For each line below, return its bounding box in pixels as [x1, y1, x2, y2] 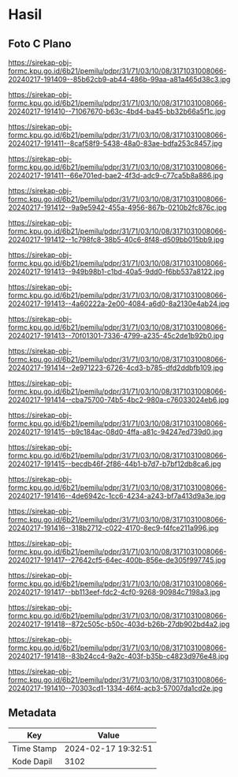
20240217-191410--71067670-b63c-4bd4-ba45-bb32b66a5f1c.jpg [8, 106, 226, 116]
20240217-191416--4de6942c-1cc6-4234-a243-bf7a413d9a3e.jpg [8, 491, 226, 500]
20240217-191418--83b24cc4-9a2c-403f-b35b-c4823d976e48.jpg [8, 652, 229, 660]
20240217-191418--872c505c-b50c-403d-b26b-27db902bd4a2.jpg [8, 619, 230, 629]
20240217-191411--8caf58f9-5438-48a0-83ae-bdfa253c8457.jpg [8, 139, 223, 148]
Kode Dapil [12, 756, 53, 767]
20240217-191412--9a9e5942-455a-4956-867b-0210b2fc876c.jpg [8, 203, 227, 212]
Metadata [8, 706, 57, 719]
